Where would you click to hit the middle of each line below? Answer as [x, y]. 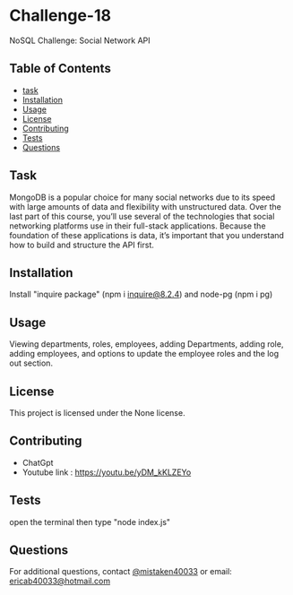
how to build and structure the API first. [82, 245]
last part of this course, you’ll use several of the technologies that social [142, 216]
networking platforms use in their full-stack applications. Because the [138, 226]
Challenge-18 [60, 16]
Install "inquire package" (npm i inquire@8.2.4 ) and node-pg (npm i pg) [141, 294]
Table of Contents [60, 69]
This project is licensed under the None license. [97, 413]
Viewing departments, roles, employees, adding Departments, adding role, [146, 344]
